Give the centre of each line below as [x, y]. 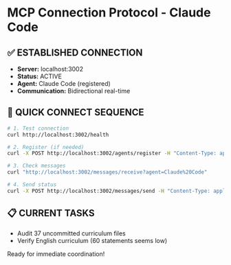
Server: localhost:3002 [50, 69]
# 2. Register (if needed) [46, 147]
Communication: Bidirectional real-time [74, 91]
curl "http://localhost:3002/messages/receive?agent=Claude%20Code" [107, 172]
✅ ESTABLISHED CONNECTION [75, 53]
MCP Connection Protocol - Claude [109, 13]
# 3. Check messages [37, 166]
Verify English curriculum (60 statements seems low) [92, 240]
